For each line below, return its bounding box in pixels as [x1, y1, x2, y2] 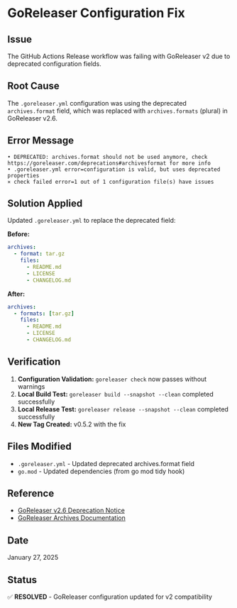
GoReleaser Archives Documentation [17, 514, 126, 522]
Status [7, 573, 38, 586]
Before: [7, 230, 30, 238]
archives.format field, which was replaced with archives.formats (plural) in [7, 106, 228, 115]
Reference [7, 487, 55, 499]
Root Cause [7, 80, 60, 92]
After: [7, 289, 26, 298]
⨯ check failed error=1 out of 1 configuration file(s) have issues [7, 178, 214, 185]
